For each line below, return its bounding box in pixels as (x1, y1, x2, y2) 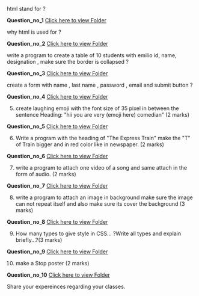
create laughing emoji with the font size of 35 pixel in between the (15, 105, 179, 112)
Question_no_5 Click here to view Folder (7, 123, 108, 130)
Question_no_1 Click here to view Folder (7, 17, 107, 23)
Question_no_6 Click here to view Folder (7, 153, 108, 159)
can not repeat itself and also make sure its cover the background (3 (15, 200, 185, 207)
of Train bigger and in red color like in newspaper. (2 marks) (15, 141, 165, 148)
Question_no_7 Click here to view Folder (7, 182, 108, 189)
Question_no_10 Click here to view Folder (7, 271, 111, 279)
